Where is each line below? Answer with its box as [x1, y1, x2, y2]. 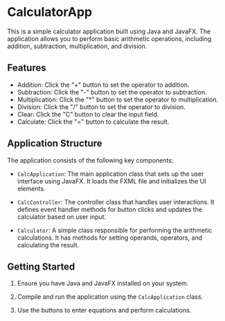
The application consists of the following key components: [7, 156, 174, 164]
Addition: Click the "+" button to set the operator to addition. [17, 81, 190, 89]
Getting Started [7, 261, 75, 272]
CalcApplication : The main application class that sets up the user [17, 170, 204, 178]
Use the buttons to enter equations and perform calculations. [17, 306, 192, 315]
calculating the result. [17, 240, 80, 249]
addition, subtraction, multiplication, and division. [7, 42, 147, 50]
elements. [17, 184, 46, 192]
